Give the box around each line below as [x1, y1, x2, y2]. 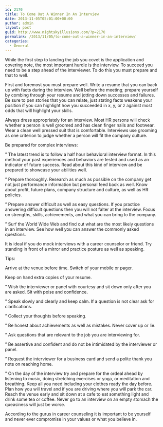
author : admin [5, 20, 34, 26]
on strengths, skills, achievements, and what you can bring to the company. [5, 211, 157, 217]
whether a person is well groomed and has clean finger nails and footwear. [5, 122, 155, 128]
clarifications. [5, 303, 33, 309]
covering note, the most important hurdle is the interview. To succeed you [5, 62, 153, 68]
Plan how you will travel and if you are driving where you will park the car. [5, 386, 153, 392]
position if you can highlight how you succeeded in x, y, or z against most [5, 102, 152, 108]
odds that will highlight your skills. [5, 108, 73, 113]
